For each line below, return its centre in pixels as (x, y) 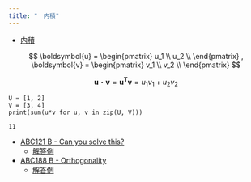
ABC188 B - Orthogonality (63, 161)
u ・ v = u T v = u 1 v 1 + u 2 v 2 (136, 82)
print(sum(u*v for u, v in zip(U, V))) (76, 113)
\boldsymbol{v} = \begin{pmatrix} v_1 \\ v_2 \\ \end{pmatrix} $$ (136, 65)
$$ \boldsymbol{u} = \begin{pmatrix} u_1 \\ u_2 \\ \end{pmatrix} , (136, 56)
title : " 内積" (34, 16)
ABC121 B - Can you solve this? (72, 142)
